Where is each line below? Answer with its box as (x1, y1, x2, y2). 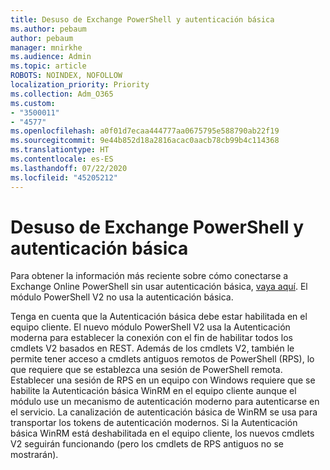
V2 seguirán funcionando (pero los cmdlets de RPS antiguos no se (10, 438, 284, 450)
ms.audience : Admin (10, 52, 92, 62)
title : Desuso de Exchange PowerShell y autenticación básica (10, 14, 275, 25)
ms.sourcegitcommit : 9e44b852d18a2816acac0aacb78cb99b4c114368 (10, 136, 280, 146)
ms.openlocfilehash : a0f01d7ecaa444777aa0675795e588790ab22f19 (10, 126, 280, 136)
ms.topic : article (10, 61, 87, 71)
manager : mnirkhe (10, 42, 83, 53)
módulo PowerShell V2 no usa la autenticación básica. (10, 291, 234, 303)
